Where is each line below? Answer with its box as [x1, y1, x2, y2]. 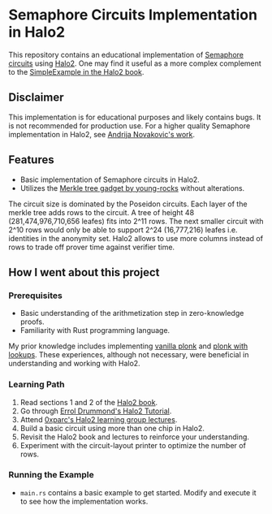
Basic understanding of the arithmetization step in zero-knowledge [19, 309, 244, 318]
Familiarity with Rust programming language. [19, 326, 171, 335]
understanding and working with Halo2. [8, 359, 140, 369]
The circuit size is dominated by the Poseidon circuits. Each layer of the [8, 199, 248, 209]
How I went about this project [8, 266, 160, 279]
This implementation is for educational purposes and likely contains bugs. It [8, 112, 261, 122]
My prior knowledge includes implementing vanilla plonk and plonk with [8, 341, 248, 351]
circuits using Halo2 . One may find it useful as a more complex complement [8, 58, 261, 68]
